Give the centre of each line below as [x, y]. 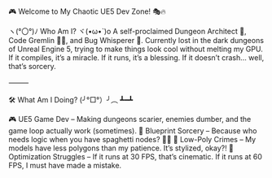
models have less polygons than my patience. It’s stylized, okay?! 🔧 [121, 148]
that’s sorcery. [32, 66]
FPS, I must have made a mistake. [65, 165]
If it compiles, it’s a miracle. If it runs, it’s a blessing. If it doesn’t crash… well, [136, 58]
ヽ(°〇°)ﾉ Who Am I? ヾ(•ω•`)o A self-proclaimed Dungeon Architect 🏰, [127, 31]
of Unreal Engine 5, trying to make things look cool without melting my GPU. [136, 49]
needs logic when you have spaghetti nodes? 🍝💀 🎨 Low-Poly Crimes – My [132, 139]
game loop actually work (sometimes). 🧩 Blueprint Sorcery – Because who [133, 131]
